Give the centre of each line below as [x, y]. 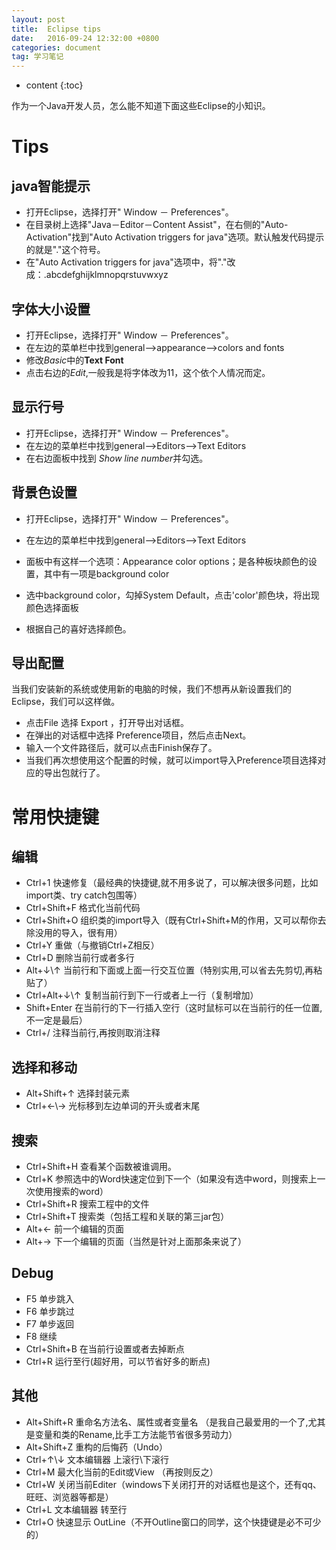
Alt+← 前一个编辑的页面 [74, 1229]
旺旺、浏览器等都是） [69, 1497]
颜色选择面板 [52, 607]
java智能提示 [51, 186]
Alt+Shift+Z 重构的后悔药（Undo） [96, 1447]
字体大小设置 [51, 309]
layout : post [38, 19]
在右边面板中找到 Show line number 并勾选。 [117, 458]
